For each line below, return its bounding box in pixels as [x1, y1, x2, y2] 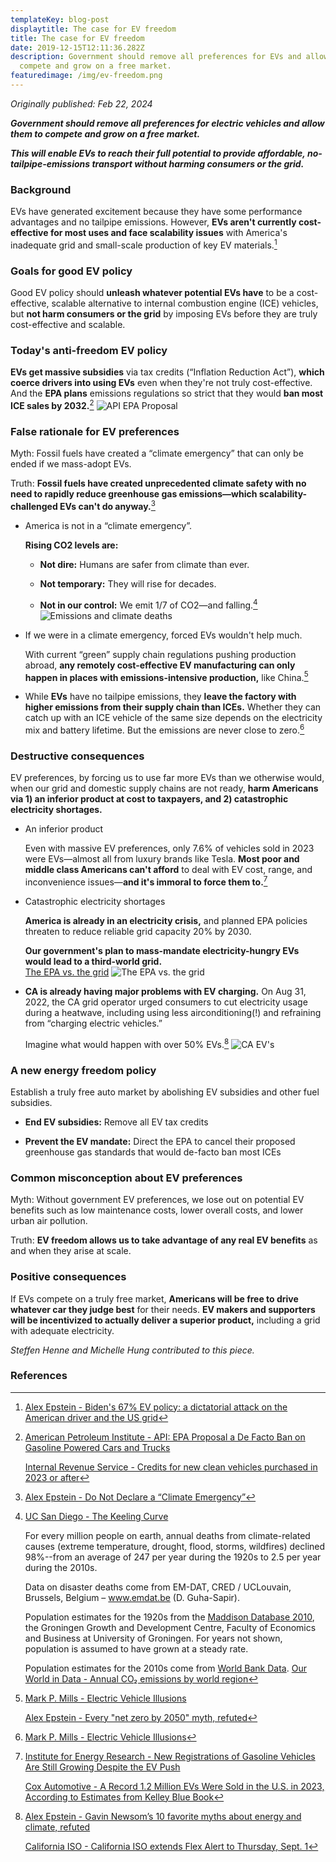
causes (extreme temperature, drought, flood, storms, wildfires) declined [24, 1540, 326, 1552]
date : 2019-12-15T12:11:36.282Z [10, 42, 145, 53]
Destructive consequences [10, 749, 145, 763]
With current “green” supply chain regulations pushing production [24, 648, 297, 660]
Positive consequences [10, 1270, 127, 1284]
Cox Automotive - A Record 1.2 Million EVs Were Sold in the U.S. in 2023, [24, 1780, 325, 1792]
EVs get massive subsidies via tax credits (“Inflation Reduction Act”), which [10, 366, 325, 378]
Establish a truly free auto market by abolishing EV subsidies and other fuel [10, 1086, 320, 1098]
